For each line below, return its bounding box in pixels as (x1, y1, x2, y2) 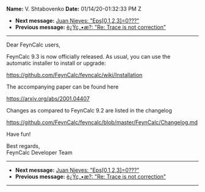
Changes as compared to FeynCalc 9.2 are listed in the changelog (6, 107, 172, 114)
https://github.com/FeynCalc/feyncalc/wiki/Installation (6, 72, 143, 78)
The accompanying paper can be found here (6, 83, 119, 90)
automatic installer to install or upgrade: (6, 59, 106, 67)
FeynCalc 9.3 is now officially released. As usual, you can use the (6, 53, 171, 60)
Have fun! (6, 131, 31, 138)
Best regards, (6, 142, 40, 149)
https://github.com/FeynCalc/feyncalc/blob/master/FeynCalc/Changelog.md (6, 119, 198, 126)
